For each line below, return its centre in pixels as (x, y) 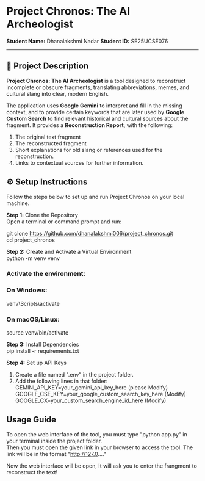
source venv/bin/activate (38, 333)
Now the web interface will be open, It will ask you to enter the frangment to (102, 466)
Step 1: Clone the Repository (42, 215)
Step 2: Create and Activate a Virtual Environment (69, 251)
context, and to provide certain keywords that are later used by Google (95, 112)
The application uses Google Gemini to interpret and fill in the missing (94, 106)
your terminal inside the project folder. (54, 441)
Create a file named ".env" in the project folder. (74, 375)
